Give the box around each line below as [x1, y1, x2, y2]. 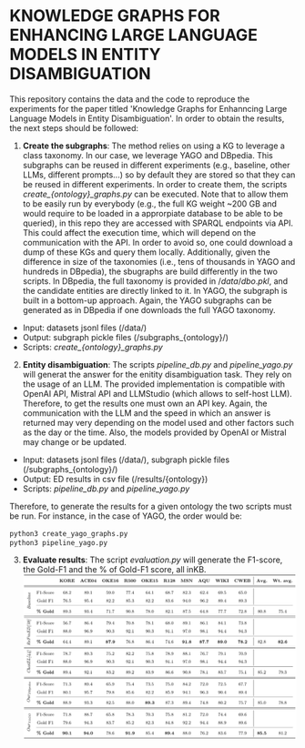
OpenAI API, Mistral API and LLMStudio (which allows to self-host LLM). [22, 388, 293, 399]
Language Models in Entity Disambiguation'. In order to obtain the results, [9, 113, 285, 124]
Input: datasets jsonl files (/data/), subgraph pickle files [22, 454, 230, 465]
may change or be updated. [22, 436, 127, 447]
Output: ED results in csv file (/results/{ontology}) [22, 473, 208, 484]
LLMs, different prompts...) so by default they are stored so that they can [22, 169, 296, 180]
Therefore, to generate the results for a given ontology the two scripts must [9, 500, 292, 511]
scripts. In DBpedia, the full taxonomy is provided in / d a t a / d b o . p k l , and [22, 275, 289, 287]
